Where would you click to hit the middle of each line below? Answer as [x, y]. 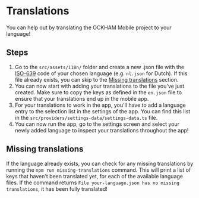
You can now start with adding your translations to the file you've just [99, 86]
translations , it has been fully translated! [57, 188]
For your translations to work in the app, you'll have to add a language [100, 105]
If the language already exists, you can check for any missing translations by [100, 163]
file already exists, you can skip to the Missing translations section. [97, 79]
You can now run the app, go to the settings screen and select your [97, 124]
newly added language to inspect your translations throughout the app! [102, 130]
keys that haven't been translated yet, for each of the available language [94, 176]
